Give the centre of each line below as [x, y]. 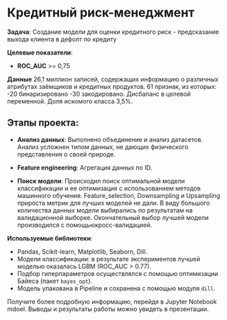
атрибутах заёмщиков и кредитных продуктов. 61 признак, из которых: [112, 86]
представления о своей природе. [66, 154]
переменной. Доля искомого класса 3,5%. [70, 101]
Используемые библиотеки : [50, 238]
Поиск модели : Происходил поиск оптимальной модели [101, 181]
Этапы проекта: [43, 123]
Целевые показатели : [40, 52]
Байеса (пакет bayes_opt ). [55, 281]
